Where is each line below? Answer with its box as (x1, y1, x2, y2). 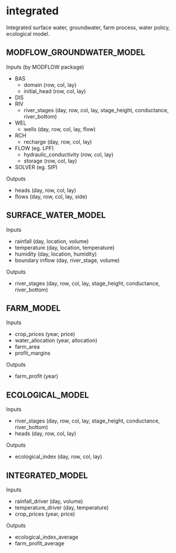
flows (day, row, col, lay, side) (14, 192, 87, 200)
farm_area (14, 343, 40, 350)
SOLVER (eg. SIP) (14, 163, 58, 170)
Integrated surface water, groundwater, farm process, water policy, (6, 24, 171, 31)
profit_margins (14, 350, 51, 357)
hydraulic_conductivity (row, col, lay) (23, 151, 114, 158)
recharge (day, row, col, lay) (23, 138, 92, 145)
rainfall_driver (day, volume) (14, 498, 83, 505)
